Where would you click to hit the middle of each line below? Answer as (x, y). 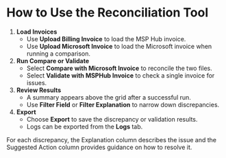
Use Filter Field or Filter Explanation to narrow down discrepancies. (123, 104)
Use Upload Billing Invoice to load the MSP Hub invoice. (106, 38)
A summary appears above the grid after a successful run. (109, 97)
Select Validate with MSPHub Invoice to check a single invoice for (121, 75)
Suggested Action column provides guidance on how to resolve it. (99, 147)
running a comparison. (58, 54)
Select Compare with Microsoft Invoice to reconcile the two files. (120, 68)
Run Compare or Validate (53, 60)
